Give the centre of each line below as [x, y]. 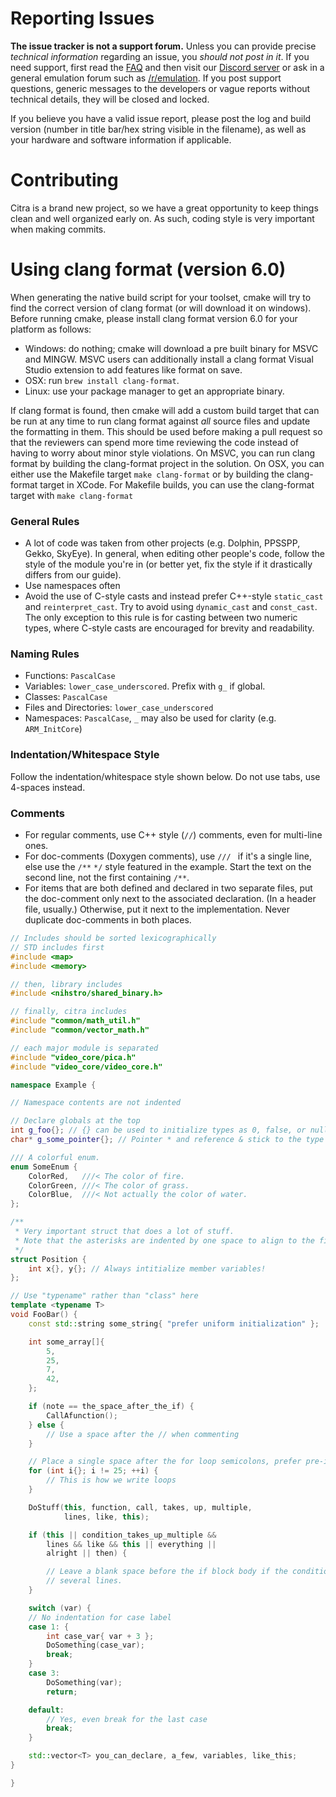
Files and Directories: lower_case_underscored [119, 708]
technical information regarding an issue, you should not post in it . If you [160, 56]
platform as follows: [51, 329]
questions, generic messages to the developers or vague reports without [160, 88]
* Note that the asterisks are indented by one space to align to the [164, 1240]
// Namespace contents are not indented [96, 1103]
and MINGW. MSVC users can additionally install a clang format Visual [169, 359]
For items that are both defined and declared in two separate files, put [168, 888]
